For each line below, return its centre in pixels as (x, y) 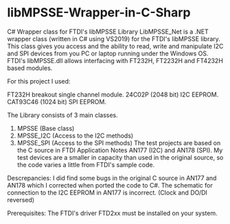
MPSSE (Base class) (46, 128)
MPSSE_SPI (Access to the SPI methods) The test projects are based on (119, 142)
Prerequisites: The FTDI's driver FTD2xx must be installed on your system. (112, 213)
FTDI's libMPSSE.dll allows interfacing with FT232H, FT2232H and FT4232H (115, 60)
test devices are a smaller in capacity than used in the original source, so (120, 157)
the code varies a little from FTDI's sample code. (86, 164)
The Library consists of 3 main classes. (62, 115)
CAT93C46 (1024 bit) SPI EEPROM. (57, 101)
